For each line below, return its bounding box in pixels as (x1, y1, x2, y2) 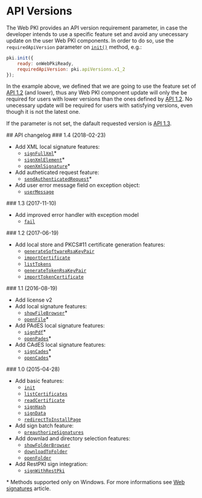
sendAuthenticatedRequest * (24, 175, 92, 182)
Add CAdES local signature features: (14, 341, 106, 349)
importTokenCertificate (24, 274, 84, 281)
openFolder (24, 455, 52, 461)
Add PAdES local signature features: (14, 322, 106, 329)
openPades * (24, 335, 52, 342)
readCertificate (24, 397, 65, 404)
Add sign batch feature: (14, 422, 74, 429)
